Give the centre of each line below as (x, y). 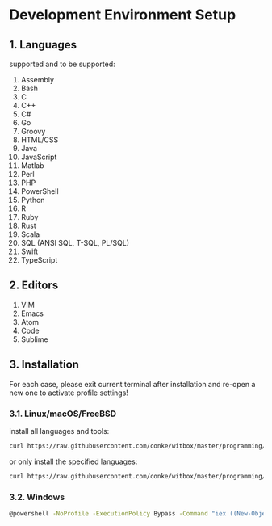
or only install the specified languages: (73, 461)
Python (33, 200)
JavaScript (39, 157)
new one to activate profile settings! (69, 393)
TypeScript (39, 260)
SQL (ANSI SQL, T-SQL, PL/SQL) (75, 243)
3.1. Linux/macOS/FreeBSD (63, 414)
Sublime (34, 339)
